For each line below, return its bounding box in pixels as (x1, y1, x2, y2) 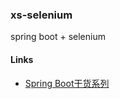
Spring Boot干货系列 (24, 77, 110, 89)
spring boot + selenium (10, 31, 106, 43)
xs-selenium (10, 8, 73, 22)
